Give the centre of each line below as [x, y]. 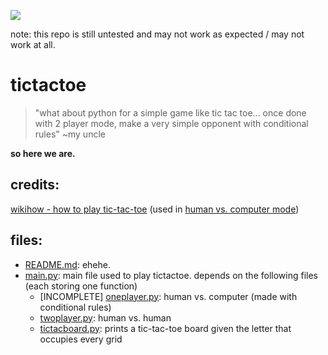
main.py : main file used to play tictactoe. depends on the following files [171, 275]
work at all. [33, 44]
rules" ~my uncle [70, 134]
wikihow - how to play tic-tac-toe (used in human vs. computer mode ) [155, 209]
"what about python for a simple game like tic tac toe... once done [170, 112]
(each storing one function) [81, 286]
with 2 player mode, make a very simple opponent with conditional [171, 123]
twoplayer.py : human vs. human [105, 317]
